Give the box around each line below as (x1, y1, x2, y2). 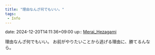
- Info (7, 16, 21, 21)
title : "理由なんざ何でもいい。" (5, 7, 64, 12)
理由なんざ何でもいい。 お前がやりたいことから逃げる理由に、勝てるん (5, 39, 146, 44)
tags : (5, 11, 16, 16)
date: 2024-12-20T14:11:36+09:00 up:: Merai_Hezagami (5, 29, 117, 35)
